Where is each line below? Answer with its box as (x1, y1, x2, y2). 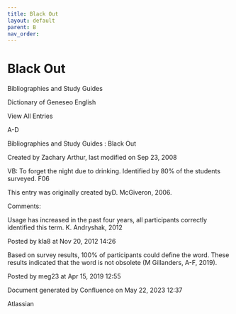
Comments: (7, 202, 41, 210)
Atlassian (7, 300, 34, 308)
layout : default (7, 17, 55, 24)
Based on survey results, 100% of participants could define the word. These (7, 251, 230, 259)
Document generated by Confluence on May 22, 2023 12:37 (7, 286, 183, 295)
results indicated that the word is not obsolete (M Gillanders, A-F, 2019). (7, 259, 218, 267)
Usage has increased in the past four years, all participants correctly (7, 216, 208, 224)
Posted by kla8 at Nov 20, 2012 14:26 (7, 237, 116, 246)
